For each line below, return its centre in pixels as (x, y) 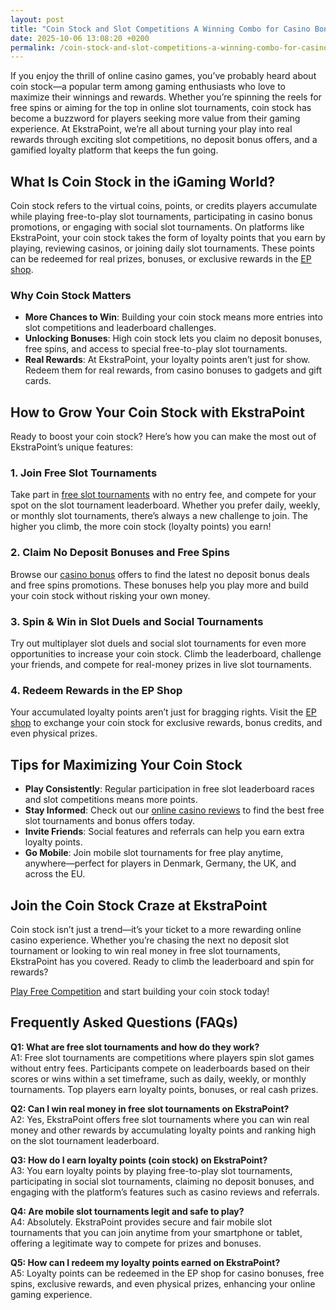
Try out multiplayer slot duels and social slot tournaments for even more (158, 643)
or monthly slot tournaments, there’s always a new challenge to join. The (159, 516)
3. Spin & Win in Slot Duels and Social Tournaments (137, 621)
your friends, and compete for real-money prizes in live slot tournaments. (161, 665)
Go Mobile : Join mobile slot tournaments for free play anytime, (154, 853)
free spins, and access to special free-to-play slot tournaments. (156, 349)
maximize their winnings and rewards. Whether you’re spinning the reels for (166, 97)
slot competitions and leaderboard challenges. (120, 328)
